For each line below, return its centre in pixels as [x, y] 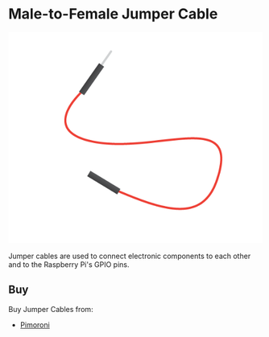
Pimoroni [35, 325]
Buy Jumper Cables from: [51, 309]
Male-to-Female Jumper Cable [113, 14]
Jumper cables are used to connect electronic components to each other [130, 256]
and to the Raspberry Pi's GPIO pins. [69, 264]
